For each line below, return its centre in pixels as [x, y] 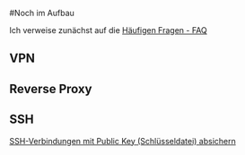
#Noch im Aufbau [42, 13]
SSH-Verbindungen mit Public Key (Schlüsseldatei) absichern [122, 141]
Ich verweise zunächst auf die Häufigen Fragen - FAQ [109, 30]
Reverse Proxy [51, 89]
